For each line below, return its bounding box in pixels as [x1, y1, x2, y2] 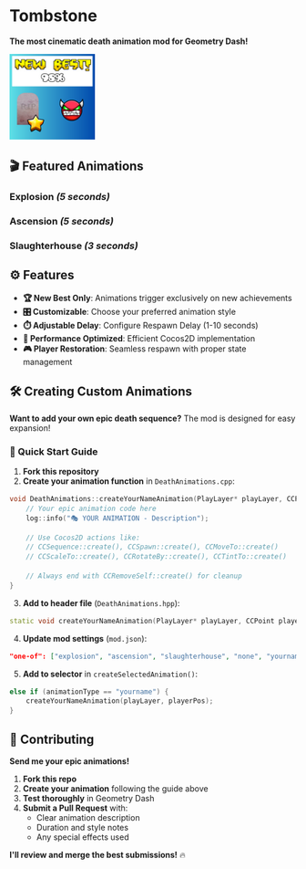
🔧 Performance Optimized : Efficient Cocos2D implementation [22, 332, 256, 343]
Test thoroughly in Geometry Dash [22, 792, 155, 803]
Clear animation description [36, 811, 140, 822]
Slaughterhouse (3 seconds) [9, 239, 138, 252]
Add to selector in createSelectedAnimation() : [22, 668, 199, 679]
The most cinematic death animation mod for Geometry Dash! [9, 36, 249, 47]
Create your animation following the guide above [22, 782, 209, 794]
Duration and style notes [36, 822, 129, 832]
